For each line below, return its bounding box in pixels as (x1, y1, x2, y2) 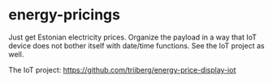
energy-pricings (8, 6, 120, 24)
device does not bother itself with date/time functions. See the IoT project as (8, 40, 265, 50)
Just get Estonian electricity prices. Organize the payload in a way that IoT (8, 32, 258, 42)
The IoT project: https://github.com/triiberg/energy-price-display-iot (8, 64, 236, 74)
